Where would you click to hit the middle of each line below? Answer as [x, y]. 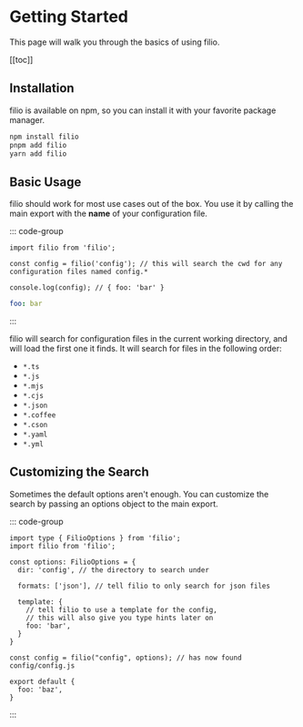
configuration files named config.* [79, 272]
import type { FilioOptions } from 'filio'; [95, 538]
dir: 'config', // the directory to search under [113, 570]
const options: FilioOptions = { [73, 562]
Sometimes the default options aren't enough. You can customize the [139, 494]
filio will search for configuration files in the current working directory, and [149, 339]
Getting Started [69, 17]
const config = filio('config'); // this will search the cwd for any [146, 264]
